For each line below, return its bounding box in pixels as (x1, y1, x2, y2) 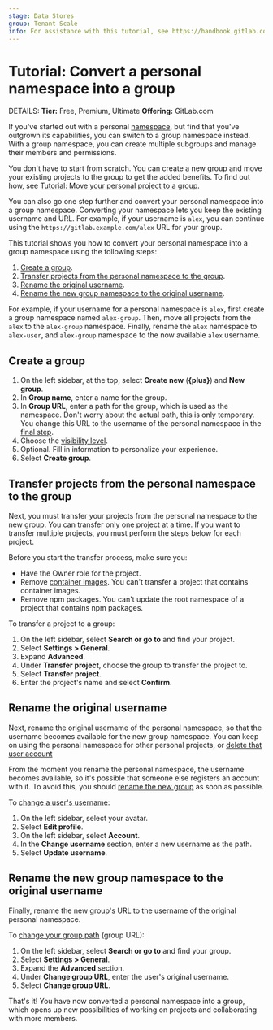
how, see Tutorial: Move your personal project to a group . (8, 180, 201, 191)
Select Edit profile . (19, 822, 84, 832)
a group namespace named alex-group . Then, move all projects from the (8, 313, 252, 323)
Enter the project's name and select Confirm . (19, 677, 172, 687)
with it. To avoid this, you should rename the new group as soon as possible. (8, 781, 264, 791)
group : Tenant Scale (8, 20, 79, 28)
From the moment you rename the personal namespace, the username (8, 764, 245, 774)
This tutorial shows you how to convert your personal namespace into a (8, 238, 248, 248)
